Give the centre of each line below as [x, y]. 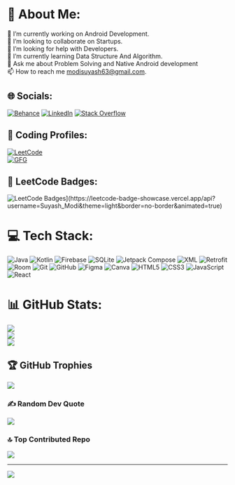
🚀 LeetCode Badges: [52, 181]
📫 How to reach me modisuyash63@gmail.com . [77, 71]
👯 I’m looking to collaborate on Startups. [65, 41]
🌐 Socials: [30, 97]
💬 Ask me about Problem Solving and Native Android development [102, 63]
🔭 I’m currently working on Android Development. [78, 34]
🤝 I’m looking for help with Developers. [63, 48]
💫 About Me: [44, 14]
